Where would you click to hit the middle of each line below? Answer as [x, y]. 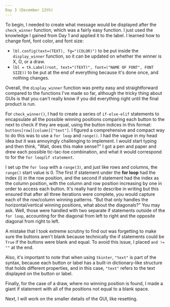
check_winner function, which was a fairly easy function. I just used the [79, 30]
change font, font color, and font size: [44, 41]
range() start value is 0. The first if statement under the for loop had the [80, 172]
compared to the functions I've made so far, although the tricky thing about [84, 93]
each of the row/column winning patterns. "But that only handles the [77, 199]
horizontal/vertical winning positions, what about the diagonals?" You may [83, 205]
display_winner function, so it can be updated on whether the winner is [87, 56]
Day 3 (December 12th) [29, 10]
